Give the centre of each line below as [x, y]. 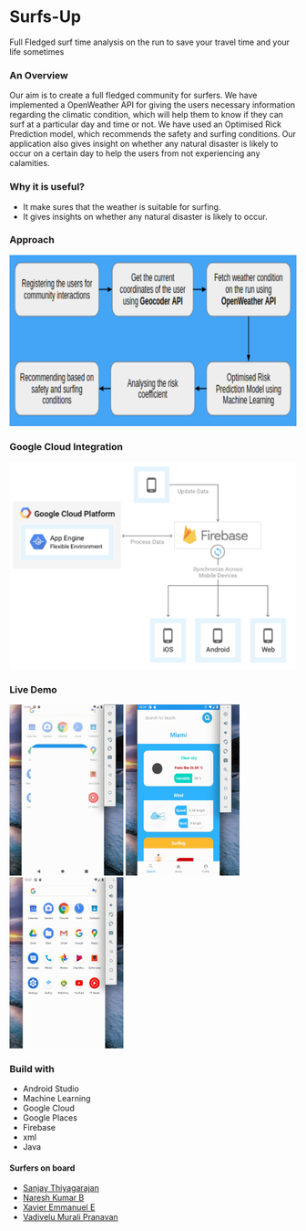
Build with [32, 1069]
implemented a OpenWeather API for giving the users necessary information [153, 105]
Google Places [50, 1118]
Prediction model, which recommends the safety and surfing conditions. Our [153, 134]
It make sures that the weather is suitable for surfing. [122, 206]
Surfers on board [42, 1168]
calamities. [30, 163]
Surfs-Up [46, 17]
